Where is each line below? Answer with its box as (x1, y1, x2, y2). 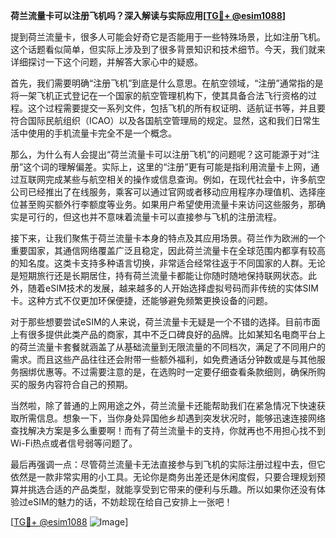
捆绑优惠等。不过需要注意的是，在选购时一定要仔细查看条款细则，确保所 (18, 366, 317, 378)
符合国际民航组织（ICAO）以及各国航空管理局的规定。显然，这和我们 (10, 115, 295, 126)
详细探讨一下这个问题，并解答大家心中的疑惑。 (10, 56, 203, 68)
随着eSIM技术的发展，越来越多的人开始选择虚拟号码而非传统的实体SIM (27, 282, 319, 294)
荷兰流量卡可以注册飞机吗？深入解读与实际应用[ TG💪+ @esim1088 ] (10, 10, 287, 21)
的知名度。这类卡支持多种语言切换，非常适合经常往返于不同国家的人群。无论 (10, 257, 326, 269)
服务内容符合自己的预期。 (27, 379, 133, 390)
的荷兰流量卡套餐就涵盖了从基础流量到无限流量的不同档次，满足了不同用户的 (10, 341, 326, 353)
